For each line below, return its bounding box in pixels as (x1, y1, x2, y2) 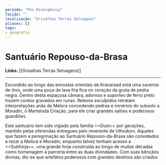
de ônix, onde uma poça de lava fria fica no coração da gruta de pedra (5, 87, 149, 93)
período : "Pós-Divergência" (5, 7, 63, 12)
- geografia (5, 30, 30, 35)
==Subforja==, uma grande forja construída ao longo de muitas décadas (5, 143, 153, 149)
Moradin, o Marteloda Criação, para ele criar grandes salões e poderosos (5, 108, 155, 114)
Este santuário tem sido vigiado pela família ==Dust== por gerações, (5, 123, 145, 129)
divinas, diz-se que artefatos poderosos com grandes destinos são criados (5, 154, 158, 160)
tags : (5, 26, 16, 31)
